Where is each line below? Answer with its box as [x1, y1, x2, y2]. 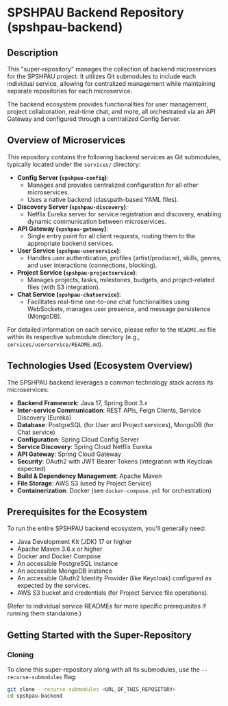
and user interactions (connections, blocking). [27, 261, 157, 269]
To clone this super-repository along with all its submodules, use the [7, 665, 200, 674]
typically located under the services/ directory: [7, 160, 141, 168]
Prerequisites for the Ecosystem [7, 506, 147, 518]
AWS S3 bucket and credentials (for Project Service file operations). [16, 589, 209, 597]
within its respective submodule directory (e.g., [7, 332, 140, 341]
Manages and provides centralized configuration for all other [27, 181, 199, 189]
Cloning [7, 650, 34, 659]
